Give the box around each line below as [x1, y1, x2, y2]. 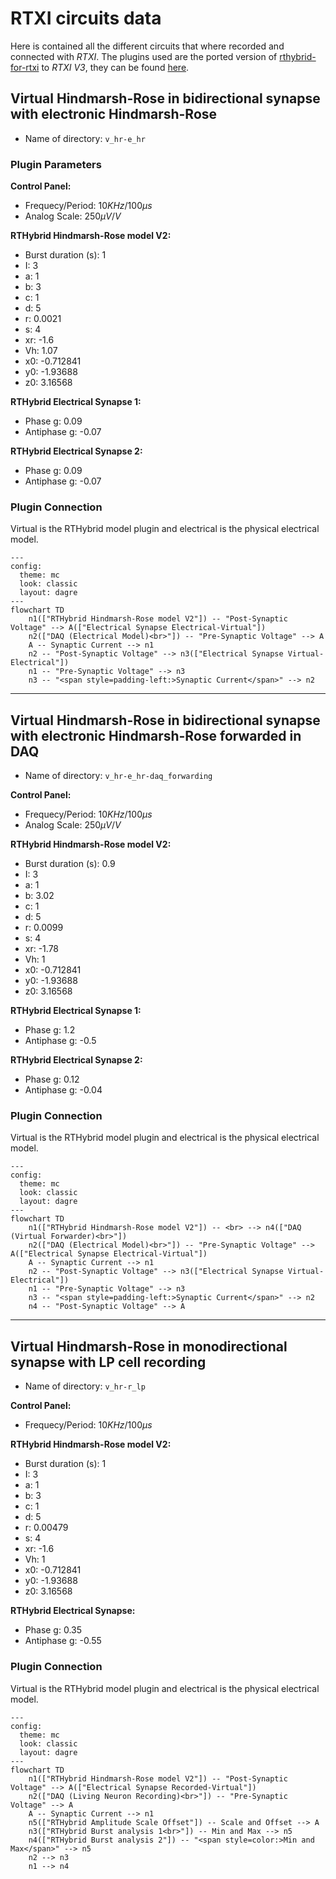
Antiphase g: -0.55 [24, 1635, 102, 1647]
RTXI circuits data [10, 7, 162, 30]
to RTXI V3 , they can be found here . [41, 61, 190, 73]
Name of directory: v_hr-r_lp [24, 1380, 146, 1392]
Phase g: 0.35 [24, 1624, 83, 1636]
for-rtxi [10, 61, 40, 73]
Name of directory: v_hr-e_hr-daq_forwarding [24, 770, 213, 782]
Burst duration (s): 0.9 [24, 858, 116, 870]
